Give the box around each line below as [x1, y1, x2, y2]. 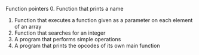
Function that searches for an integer [14, 29, 106, 36]
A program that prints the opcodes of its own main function [14, 42, 160, 49]
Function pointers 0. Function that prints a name [5, 5, 124, 12]
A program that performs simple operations [14, 36, 121, 42]
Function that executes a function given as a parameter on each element [14, 17, 193, 23]
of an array [14, 23, 42, 30]
